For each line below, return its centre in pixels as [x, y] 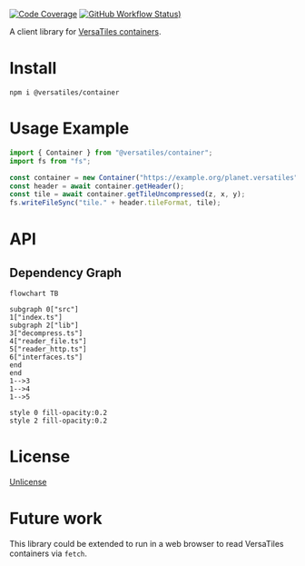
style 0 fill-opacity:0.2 [58, 413]
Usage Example [69, 129]
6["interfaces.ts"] [46, 357]
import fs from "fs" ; [50, 161]
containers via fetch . [49, 553]
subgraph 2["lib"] [44, 326]
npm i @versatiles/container [64, 92]
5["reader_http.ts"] [49, 350]
